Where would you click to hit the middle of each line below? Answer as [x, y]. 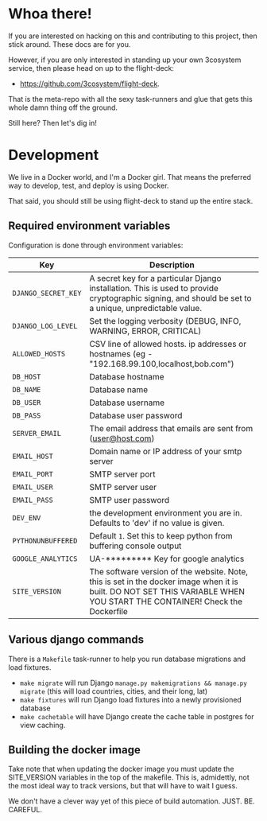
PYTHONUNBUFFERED [45, 541]
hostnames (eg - [121, 353]
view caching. [43, 725]
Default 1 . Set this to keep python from [161, 535]
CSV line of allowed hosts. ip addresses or [168, 344]
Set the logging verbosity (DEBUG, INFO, [165, 321]
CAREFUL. [25, 810]
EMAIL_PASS [33, 500]
